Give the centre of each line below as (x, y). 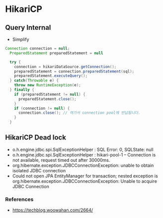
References (19, 199)
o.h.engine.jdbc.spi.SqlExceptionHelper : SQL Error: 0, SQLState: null (83, 149)
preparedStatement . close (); (47, 99)
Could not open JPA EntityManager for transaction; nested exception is (85, 176)
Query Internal (28, 28)
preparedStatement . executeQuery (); (51, 76)
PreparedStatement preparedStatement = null (56, 53)
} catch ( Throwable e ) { (34, 80)
